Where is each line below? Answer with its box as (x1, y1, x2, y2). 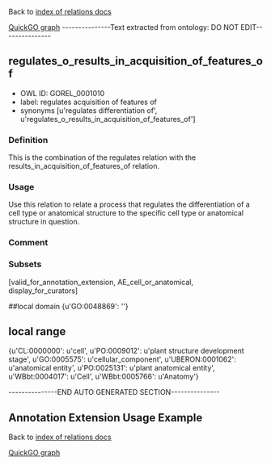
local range (8, 325, 66, 338)
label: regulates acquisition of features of (19, 97, 158, 107)
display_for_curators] (8, 286, 78, 295)
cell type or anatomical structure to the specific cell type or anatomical (8, 208, 244, 218)
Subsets (8, 258, 42, 270)
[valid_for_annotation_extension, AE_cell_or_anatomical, (8, 277, 194, 287)
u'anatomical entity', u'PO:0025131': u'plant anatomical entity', (8, 363, 216, 373)
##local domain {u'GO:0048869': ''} (8, 301, 129, 311)
